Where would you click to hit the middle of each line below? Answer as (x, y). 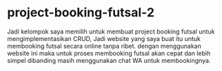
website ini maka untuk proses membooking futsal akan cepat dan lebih (109, 53)
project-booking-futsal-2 (81, 13)
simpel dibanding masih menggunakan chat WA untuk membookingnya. (109, 60)
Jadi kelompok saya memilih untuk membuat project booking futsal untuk (111, 31)
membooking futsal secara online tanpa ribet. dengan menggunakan (104, 46)
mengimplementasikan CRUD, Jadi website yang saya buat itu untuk (104, 38)
